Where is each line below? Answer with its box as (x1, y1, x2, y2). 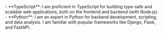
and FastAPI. (5, 24, 31, 30)
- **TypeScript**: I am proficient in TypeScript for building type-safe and (5, 4, 152, 9)
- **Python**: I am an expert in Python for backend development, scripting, (5, 14, 157, 20)
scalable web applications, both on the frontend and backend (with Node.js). (5, 9, 159, 15)
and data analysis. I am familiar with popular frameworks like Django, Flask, (5, 19, 156, 25)
